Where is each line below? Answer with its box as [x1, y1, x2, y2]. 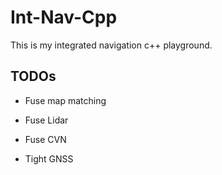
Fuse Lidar [24, 114, 69, 126]
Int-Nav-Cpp [10, 6, 118, 29]
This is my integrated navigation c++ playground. [10, 39, 213, 51]
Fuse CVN [24, 133, 67, 145]
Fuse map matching [24, 94, 107, 106]
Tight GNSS [24, 152, 74, 165]
